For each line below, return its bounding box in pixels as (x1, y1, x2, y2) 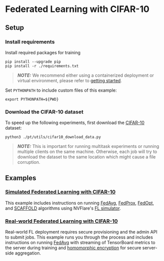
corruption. (17, 159, 41, 165)
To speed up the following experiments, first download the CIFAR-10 (5, 120, 145, 126)
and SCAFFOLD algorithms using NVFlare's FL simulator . (5, 205, 121, 211)
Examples (5, 173, 36, 182)
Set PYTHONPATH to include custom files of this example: (5, 87, 117, 93)
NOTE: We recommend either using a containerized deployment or (17, 72, 154, 78)
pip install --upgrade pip (5, 59, 61, 64)
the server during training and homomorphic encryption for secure (5, 245, 142, 251)
